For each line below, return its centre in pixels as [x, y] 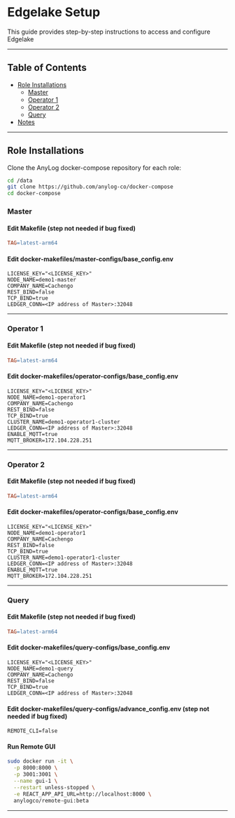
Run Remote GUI [31, 746]
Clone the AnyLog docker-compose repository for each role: [94, 167]
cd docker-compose [34, 194]
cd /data [20, 180]
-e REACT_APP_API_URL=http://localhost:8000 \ [83, 794]
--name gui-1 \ [36, 781]
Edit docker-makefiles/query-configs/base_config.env [89, 647]
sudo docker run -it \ [40, 761]
